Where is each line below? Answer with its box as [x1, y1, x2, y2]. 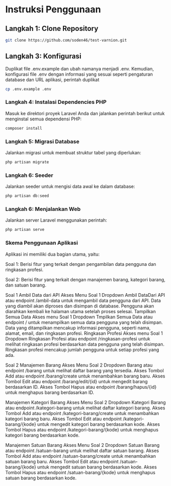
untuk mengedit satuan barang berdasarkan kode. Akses [37, 464, 157, 470]
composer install [5, 125, 42, 131]
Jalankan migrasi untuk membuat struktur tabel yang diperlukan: [5, 150, 142, 156]
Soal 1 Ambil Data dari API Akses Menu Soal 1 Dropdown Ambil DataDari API [5, 292, 165, 298]
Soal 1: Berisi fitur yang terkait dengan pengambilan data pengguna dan [5, 261, 156, 267]
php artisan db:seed [5, 193, 50, 199]
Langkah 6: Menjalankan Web [5, 206, 81, 212]
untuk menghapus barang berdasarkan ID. [5, 389, 95, 395]
